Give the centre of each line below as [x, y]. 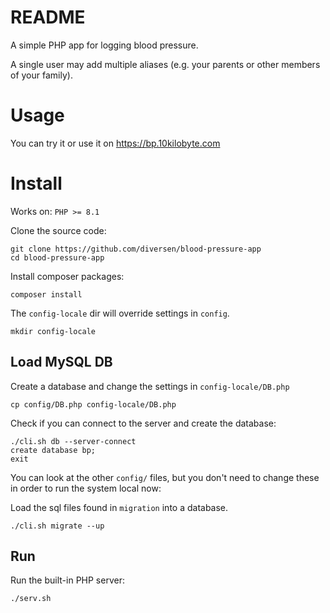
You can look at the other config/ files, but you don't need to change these [165, 477]
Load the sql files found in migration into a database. [119, 507]
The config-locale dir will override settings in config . [120, 313]
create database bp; [53, 450]
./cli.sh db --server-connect [73, 441]
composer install [46, 294]
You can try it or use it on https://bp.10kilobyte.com [115, 143]
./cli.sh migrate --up [57, 526]
